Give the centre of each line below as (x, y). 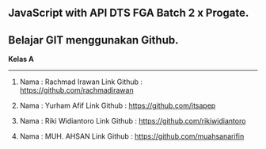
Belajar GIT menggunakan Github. (93, 40)
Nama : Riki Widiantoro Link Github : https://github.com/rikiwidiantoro (133, 121)
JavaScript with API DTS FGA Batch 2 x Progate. (129, 13)
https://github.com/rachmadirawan (76, 90)
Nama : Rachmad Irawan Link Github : (81, 82)
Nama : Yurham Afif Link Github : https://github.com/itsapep (118, 105)
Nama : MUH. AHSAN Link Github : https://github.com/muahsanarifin (132, 136)
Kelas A (21, 59)
